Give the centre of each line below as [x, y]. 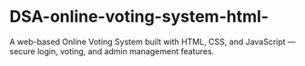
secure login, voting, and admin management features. [112, 51]
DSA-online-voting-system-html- [139, 17]
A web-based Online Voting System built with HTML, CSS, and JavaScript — [152, 42]
